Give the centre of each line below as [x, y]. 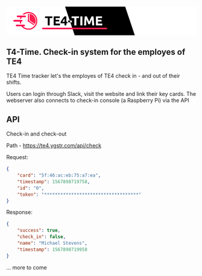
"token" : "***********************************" [79, 194]
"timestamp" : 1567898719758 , [54, 181]
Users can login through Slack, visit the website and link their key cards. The [101, 94]
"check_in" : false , [42, 237]
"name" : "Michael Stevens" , [52, 243]
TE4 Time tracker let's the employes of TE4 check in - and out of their [93, 76]
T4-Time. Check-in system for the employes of [96, 52]
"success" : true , [39, 231]
